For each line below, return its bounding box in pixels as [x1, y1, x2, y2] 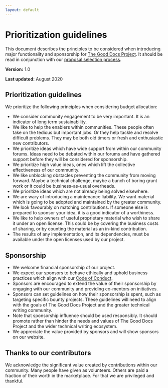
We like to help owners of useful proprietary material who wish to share [12, 215, 160, 221]
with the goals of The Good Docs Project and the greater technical [12, 302, 150, 308]
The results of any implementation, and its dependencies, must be [12, 231, 149, 237]
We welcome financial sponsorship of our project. [12, 265, 115, 271]
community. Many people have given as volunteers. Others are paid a [5, 367, 149, 373]
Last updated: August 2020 [5, 76, 63, 82]
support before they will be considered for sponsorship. [12, 157, 128, 163]
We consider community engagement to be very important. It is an [12, 114, 150, 120]
